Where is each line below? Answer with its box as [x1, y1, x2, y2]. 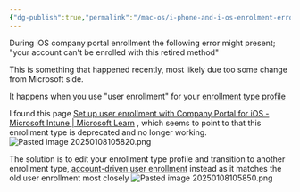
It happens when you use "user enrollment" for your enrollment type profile [9, 91, 286, 101]
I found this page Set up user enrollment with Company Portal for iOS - [9, 108, 270, 118]
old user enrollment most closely [9, 172, 129, 183]
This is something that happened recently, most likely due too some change [9, 64, 288, 75]
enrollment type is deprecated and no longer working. [9, 126, 207, 138]
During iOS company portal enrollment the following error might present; [9, 37, 276, 48]
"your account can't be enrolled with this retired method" [9, 46, 220, 58]
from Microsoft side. [9, 73, 84, 84]
